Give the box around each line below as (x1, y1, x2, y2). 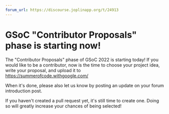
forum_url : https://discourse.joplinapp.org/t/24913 (5, 7, 119, 13)
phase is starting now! (5, 40, 101, 51)
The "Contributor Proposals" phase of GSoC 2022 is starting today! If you (5, 56, 158, 63)
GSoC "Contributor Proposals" (5, 29, 137, 40)
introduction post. (5, 88, 43, 94)
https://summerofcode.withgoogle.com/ (5, 73, 89, 79)
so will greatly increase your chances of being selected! (5, 103, 122, 109)
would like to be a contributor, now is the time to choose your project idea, (5, 62, 160, 68)
